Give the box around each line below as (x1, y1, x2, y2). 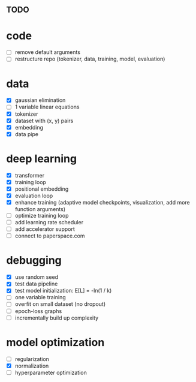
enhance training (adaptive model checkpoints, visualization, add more (14, 198, 190, 206)
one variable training (14, 294, 66, 301)
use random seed (14, 273, 59, 281)
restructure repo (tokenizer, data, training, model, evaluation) (14, 55, 165, 62)
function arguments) (14, 206, 66, 213)
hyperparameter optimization (14, 369, 87, 376)
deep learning (6, 152, 77, 166)
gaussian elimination (14, 97, 66, 104)
